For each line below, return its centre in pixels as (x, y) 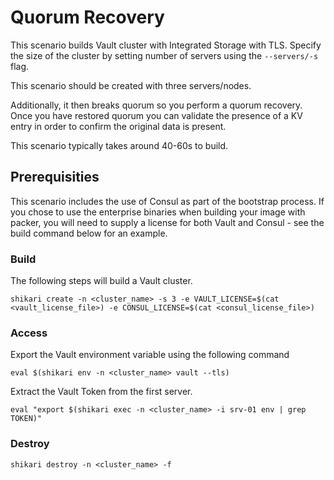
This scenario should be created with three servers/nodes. (131, 85)
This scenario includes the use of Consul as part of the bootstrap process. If (167, 201)
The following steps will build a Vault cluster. (101, 281)
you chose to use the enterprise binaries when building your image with (158, 212)
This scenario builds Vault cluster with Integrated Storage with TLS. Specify (166, 45)
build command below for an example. (89, 233)
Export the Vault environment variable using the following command (150, 355)
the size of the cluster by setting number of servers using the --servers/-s (164, 55)
